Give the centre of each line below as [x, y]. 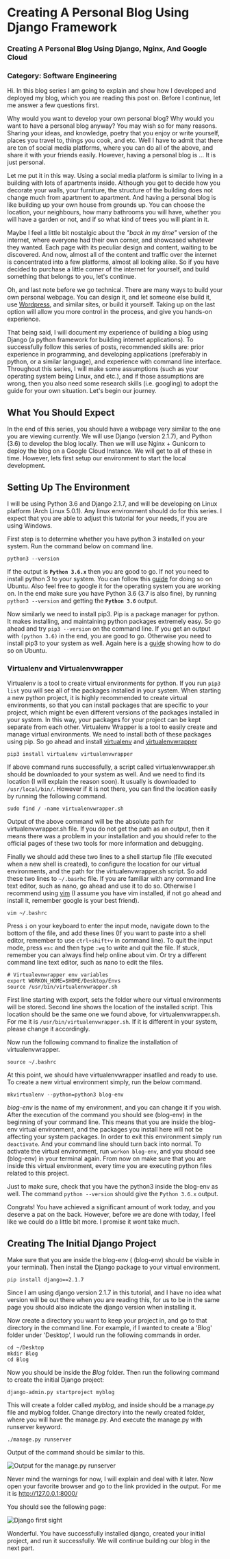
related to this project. [38, 1174]
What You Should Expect [61, 413]
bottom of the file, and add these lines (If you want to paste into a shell [107, 933]
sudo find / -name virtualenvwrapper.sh [66, 809]
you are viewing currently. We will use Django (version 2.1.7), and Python [110, 436]
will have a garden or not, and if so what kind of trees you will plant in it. [108, 220]
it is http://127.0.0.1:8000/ [42, 1494]
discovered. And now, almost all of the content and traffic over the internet [112, 255]
